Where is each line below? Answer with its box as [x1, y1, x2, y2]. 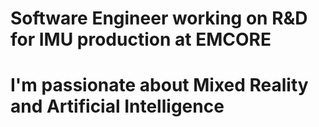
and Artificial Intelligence [10, 95, 225, 118]
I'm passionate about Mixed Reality [10, 74, 309, 97]
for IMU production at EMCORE [10, 28, 272, 51]
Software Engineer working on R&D [10, 7, 308, 30]
